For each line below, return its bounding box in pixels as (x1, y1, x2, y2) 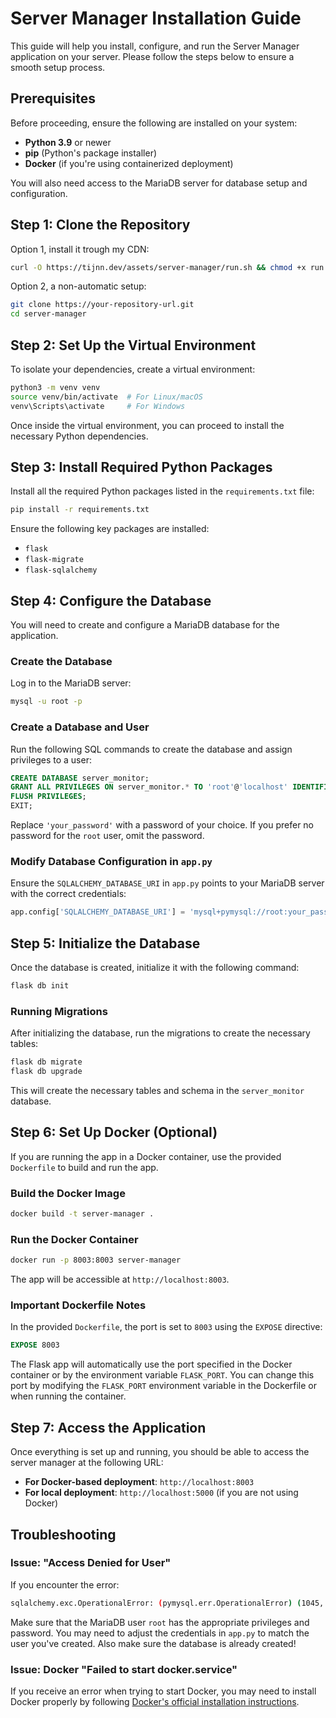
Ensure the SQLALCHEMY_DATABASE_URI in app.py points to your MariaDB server (10, 877, 325, 889)
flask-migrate (24, 555, 84, 565)
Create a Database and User (10, 720, 150, 734)
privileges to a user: (10, 753, 92, 766)
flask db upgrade (10, 1067, 83, 1077)
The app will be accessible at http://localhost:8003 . (10, 1273, 230, 1286)
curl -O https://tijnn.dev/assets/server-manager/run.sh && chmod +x (10, 262, 307, 272)
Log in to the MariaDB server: (10, 677, 132, 689)
